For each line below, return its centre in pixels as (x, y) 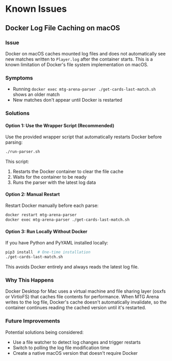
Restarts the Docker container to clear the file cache (68, 172)
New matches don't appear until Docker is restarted (67, 100)
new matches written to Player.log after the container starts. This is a (79, 59)
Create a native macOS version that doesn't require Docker (75, 353)
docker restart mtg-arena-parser (41, 215)
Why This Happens (30, 280)
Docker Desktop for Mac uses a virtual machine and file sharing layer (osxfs (85, 291)
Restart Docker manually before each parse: (52, 205)
